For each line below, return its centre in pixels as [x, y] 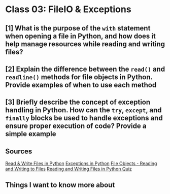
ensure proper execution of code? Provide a [76, 126]
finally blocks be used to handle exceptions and [84, 118]
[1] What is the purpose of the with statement [78, 28]
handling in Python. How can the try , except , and [83, 110]
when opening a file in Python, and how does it [80, 36]
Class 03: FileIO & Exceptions [68, 9]
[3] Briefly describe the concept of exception [78, 102]
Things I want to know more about [60, 185]
